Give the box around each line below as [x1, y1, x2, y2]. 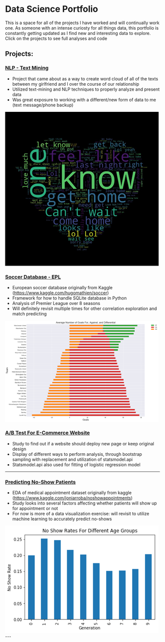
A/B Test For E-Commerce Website [5, 430, 90, 437]
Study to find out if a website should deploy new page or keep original [12, 440, 155, 446]
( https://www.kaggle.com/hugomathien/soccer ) [12, 290, 109, 296]
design [12, 446, 27, 452]
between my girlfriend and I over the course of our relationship [12, 81, 139, 87]
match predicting [12, 310, 47, 316]
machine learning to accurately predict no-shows [12, 516, 112, 522]
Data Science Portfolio [5, 3, 98, 15]
